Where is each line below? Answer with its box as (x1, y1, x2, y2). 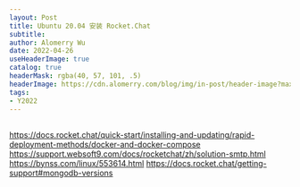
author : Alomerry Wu (9, 38, 87, 47)
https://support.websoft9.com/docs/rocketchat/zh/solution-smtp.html (9, 149, 266, 159)
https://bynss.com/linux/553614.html (9, 157, 145, 168)
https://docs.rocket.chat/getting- (146, 157, 268, 168)
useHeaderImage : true (9, 55, 90, 64)
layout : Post (9, 13, 58, 22)
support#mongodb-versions (9, 167, 113, 178)
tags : (9, 88, 29, 97)
